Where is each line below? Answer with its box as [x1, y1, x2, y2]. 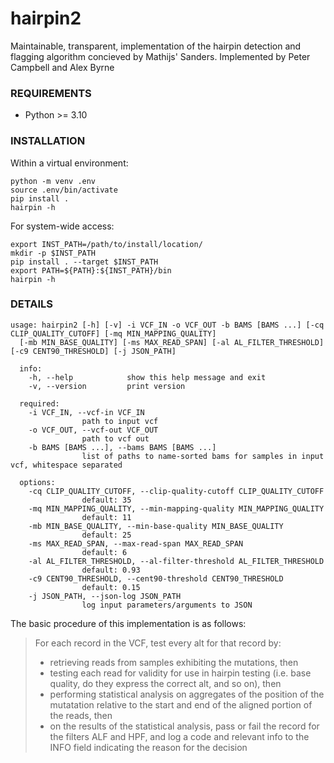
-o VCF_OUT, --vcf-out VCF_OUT [28, 425, 159, 435]
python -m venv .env [10, 176, 97, 186]
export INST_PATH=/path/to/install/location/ [10, 239, 203, 249]
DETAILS [10, 297, 53, 311]
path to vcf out [81, 433, 150, 444]
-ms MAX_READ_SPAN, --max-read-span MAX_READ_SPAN [28, 538, 244, 549]
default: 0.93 [81, 565, 141, 575]
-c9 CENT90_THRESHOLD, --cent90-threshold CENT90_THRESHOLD [28, 573, 284, 584]
